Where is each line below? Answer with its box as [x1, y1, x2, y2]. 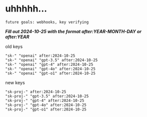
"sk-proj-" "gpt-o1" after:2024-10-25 [5, 106, 87, 112]
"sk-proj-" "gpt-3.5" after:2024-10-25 [5, 93, 89, 98]
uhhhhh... [5, 3, 47, 15]
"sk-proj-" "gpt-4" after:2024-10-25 [5, 98, 85, 103]
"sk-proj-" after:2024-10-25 [5, 89, 66, 94]
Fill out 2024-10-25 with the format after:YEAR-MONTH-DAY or [5, 28, 142, 34]
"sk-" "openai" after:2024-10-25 [5, 53, 76, 58]
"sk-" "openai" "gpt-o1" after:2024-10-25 [5, 71, 96, 76]
